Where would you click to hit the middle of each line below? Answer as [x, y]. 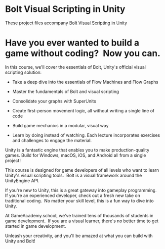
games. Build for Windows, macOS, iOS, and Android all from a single [76, 155]
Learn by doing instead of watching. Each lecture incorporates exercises [86, 135]
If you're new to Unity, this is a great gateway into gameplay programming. [81, 190]
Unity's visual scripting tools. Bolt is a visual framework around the [74, 175]
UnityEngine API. [22, 180]
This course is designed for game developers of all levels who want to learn [82, 170]
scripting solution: [23, 72]
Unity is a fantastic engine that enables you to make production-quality [77, 150]
